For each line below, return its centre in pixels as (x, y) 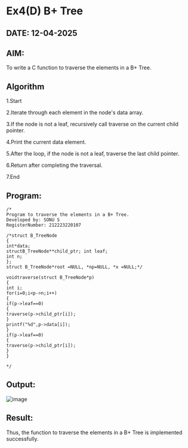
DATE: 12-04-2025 (42, 33)
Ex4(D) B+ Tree (45, 11)
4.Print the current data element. (46, 142)
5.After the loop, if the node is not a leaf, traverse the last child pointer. (93, 154)
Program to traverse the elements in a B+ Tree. (68, 215)
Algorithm (25, 86)
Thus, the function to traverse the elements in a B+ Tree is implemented (94, 432)
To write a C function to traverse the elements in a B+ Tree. (79, 68)
